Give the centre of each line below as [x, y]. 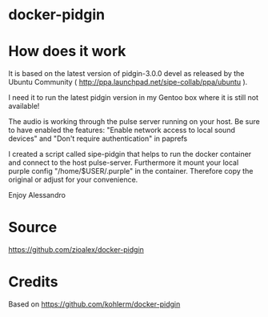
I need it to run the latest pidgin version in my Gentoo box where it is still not [133, 98]
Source [33, 228]
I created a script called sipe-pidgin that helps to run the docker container [130, 154]
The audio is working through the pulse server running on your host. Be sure [134, 122]
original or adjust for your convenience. [73, 180]
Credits [33, 282]
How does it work [67, 52]
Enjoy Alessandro [37, 195]
